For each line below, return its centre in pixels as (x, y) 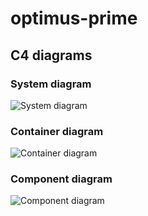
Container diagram (57, 131)
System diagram (51, 84)
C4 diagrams (51, 55)
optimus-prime (74, 18)
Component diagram (61, 179)
